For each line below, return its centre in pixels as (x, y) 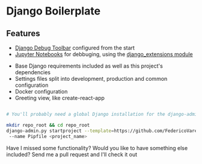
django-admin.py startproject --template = (60, 131)
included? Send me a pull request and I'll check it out (72, 154)
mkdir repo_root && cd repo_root (48, 125)
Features (23, 33)
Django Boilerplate (54, 11)
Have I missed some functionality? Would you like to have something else (97, 148)
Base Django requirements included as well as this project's (89, 66)
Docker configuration (41, 91)
